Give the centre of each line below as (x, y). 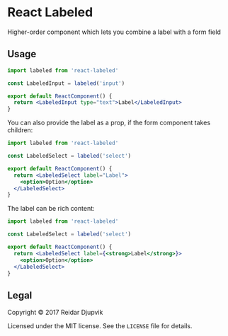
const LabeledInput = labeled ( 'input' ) (66, 83)
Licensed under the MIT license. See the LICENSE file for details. (100, 326)
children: (20, 130)
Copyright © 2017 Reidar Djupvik (55, 313)
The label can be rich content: (51, 209)
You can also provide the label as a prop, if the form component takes (109, 123)
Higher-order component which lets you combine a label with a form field (114, 32)
